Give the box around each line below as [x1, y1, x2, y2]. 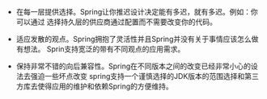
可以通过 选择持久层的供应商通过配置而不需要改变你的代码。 [15, 17, 217, 27]
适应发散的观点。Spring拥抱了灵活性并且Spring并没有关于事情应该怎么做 [15, 35, 259, 43]
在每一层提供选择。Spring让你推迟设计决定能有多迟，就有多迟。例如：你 [15, 7, 259, 16]
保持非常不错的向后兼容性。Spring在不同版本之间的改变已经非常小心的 [15, 61, 252, 71]
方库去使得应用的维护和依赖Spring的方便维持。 [15, 81, 174, 91]
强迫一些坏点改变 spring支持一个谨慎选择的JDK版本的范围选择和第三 [30, 72, 259, 80]
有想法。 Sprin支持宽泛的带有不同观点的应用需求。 [15, 44, 185, 54]
